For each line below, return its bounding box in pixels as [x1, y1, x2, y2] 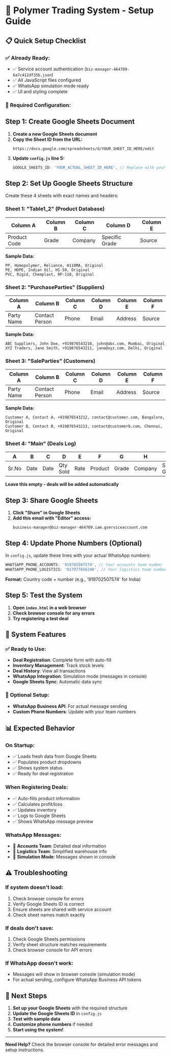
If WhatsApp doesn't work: [5, 959, 74, 967]
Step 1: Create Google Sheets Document [5, 117, 135, 126]
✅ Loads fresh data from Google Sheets [12, 753, 97, 759]
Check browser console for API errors [12, 947, 93, 953]
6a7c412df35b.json [12, 72, 52, 78]
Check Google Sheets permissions [12, 936, 85, 942]
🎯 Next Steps [5, 991, 47, 1000]
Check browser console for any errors [12, 610, 95, 616]
